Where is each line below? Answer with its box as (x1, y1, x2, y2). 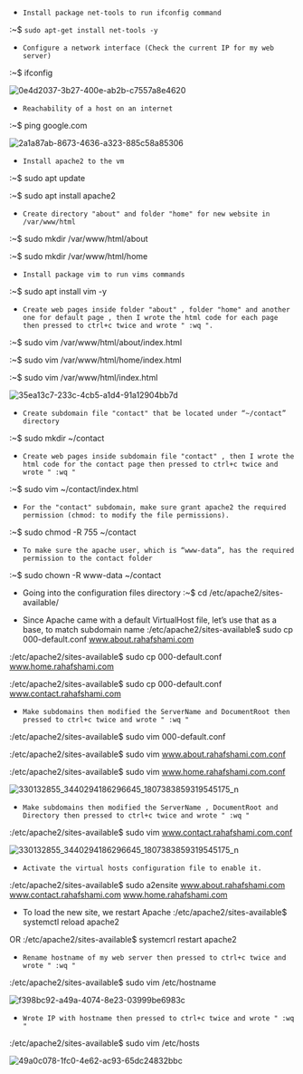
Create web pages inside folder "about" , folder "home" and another (22, 305, 291, 314)
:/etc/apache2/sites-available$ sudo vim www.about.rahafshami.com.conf (9, 749, 287, 760)
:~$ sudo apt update (9, 173, 86, 183)
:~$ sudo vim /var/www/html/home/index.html (9, 354, 183, 365)
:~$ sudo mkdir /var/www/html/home (9, 251, 148, 261)
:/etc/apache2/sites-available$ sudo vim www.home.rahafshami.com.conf (9, 767, 286, 777)
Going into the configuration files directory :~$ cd (22, 587, 208, 598)
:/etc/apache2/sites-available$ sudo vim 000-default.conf (9, 731, 226, 741)
